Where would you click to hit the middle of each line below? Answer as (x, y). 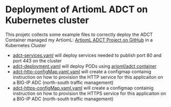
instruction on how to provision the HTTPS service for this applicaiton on (89, 93)
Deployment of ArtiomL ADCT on (77, 9)
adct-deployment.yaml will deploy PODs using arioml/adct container (85, 66)
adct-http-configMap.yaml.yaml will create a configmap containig (82, 71)
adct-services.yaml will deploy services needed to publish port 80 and (87, 55)
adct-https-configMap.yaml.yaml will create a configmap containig (83, 88)
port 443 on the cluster (37, 60)
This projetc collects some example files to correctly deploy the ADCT (79, 34)
